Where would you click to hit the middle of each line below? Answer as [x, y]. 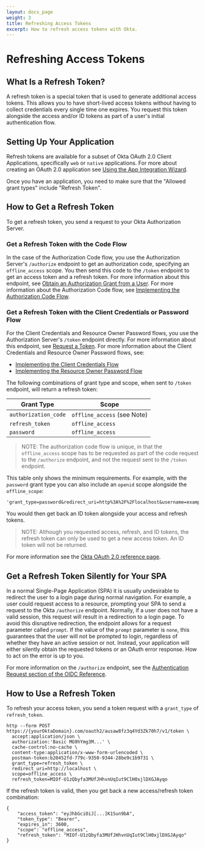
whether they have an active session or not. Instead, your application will [98, 643]
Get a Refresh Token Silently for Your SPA [87, 576]
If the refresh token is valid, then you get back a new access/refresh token [100, 791]
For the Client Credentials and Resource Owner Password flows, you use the [103, 333]
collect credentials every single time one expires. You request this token [97, 109]
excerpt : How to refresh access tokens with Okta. [72, 29]
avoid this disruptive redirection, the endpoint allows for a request [89, 623]
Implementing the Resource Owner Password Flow [79, 371]
